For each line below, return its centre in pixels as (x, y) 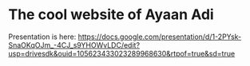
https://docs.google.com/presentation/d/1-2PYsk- (160, 37)
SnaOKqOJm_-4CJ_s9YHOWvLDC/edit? (74, 45)
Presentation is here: (42, 37)
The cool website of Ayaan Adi (111, 15)
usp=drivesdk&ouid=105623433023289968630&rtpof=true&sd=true (122, 53)
